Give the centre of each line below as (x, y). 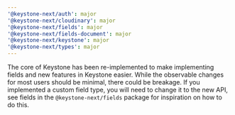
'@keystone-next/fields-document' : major (70, 34)
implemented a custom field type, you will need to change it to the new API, (118, 90)
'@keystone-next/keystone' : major (59, 40)
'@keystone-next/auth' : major (52, 14)
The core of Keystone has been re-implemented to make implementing (111, 67)
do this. (18, 105)
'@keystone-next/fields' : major (55, 27)
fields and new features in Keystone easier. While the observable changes (116, 75)
